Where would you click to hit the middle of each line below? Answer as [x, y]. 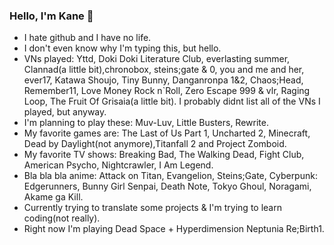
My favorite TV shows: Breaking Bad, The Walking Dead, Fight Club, [164, 155]
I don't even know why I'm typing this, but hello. [122, 48]
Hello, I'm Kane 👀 [51, 16]
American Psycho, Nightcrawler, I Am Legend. [118, 165]
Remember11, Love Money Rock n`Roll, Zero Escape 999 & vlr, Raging [167, 91]
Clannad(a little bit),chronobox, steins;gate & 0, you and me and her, [164, 70]
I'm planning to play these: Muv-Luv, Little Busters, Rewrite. [146, 123]
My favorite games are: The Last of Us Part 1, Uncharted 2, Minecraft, [167, 133]
